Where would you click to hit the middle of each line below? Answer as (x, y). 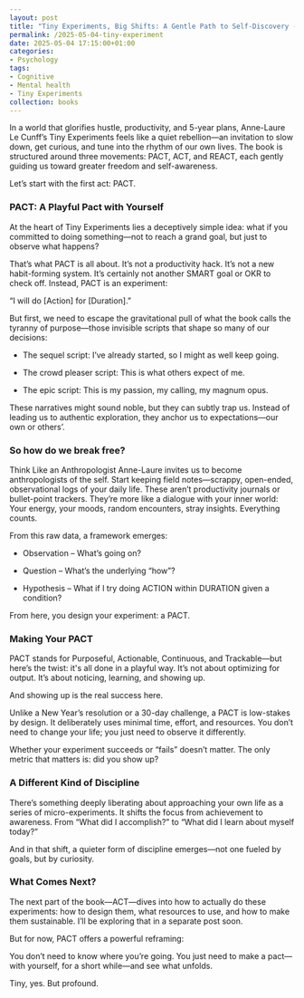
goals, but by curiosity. (52, 859)
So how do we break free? (67, 450)
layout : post (34, 18)
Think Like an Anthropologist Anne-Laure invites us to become (126, 470)
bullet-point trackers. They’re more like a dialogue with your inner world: (144, 498)
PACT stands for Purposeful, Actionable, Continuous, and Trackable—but (146, 658)
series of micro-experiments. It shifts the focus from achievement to (137, 812)
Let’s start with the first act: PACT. (73, 184)
